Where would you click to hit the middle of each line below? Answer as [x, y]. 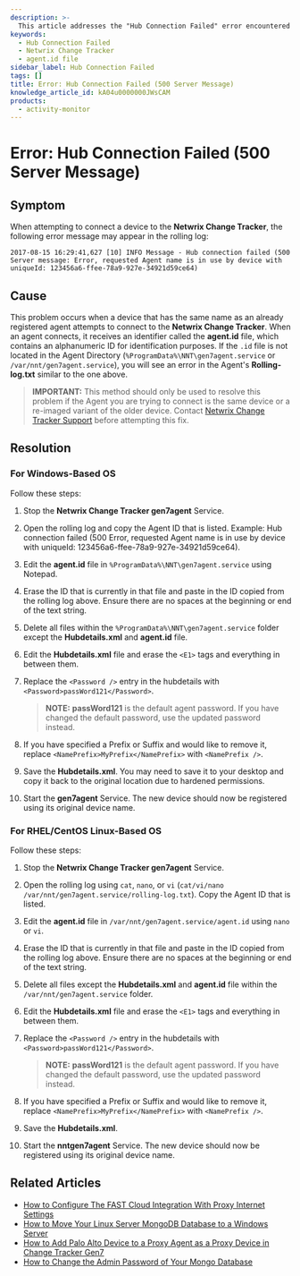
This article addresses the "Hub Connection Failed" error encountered [154, 26]
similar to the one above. [83, 374]
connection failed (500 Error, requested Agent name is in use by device [154, 537]
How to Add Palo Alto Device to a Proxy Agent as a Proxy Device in [146, 1242]
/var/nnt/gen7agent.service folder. [88, 994]
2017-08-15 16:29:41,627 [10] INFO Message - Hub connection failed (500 [150, 253]
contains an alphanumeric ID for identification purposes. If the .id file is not [149, 346]
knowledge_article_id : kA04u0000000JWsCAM [90, 92]
